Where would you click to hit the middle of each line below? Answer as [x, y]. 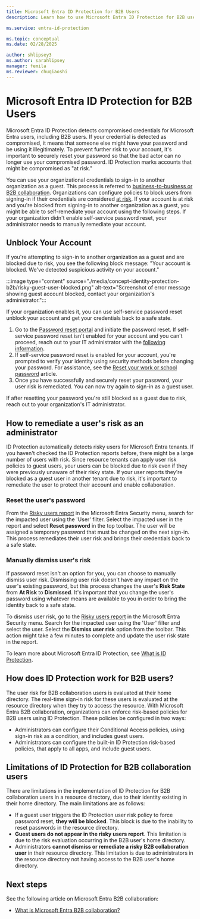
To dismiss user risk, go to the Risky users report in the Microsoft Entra [93, 616]
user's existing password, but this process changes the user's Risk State [96, 586]
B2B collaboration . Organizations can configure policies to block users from [99, 192]
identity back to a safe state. [41, 605]
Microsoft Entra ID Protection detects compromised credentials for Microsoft [100, 130]
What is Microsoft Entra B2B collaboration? [67, 910]
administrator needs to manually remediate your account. [76, 224]
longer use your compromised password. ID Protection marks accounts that [99, 162]
